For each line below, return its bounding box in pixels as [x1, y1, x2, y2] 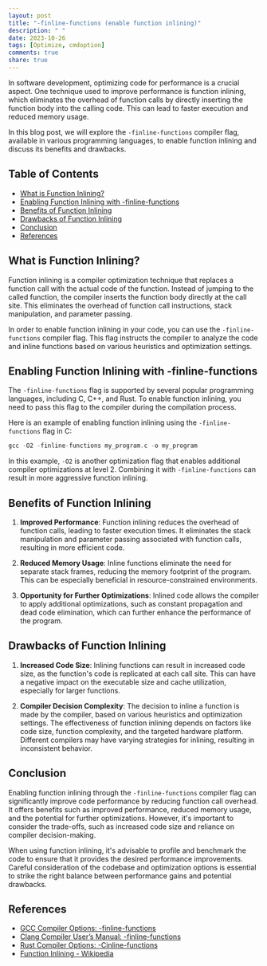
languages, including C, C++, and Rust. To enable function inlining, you [8, 394, 241, 403]
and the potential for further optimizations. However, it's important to [8, 813, 234, 823]
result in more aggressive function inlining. [8, 473, 148, 483]
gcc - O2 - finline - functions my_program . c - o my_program [8, 442, 198, 450]
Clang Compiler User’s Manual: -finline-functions [19, 932, 182, 941]
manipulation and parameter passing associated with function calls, [19, 535, 241, 544]
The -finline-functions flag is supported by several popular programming [8, 386, 254, 395]
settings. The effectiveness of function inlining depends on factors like [19, 718, 252, 728]
